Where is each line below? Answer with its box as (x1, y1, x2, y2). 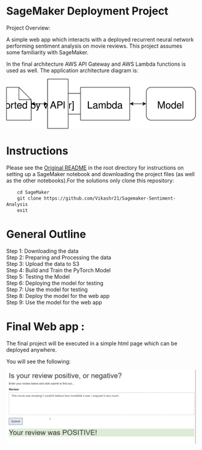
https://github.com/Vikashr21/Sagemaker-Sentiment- (44, 195, 176, 201)
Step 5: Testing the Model (6, 273, 70, 280)
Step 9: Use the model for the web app (6, 299, 102, 306)
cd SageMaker (17, 189, 50, 195)
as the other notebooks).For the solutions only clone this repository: (6, 177, 174, 185)
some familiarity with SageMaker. (6, 48, 89, 55)
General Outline (6, 227, 86, 241)
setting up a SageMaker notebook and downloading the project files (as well (6, 171, 195, 178)
